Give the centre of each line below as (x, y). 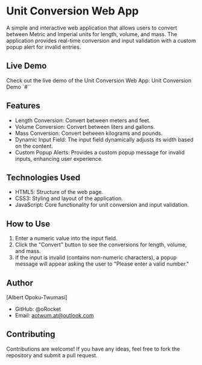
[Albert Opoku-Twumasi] (37, 297)
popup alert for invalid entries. (44, 47)
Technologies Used (43, 177)
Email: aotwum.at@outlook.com (54, 315)
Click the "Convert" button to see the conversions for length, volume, (101, 245)
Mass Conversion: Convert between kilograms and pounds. (89, 133)
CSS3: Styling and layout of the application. (69, 198)
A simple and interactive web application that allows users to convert (92, 28)
